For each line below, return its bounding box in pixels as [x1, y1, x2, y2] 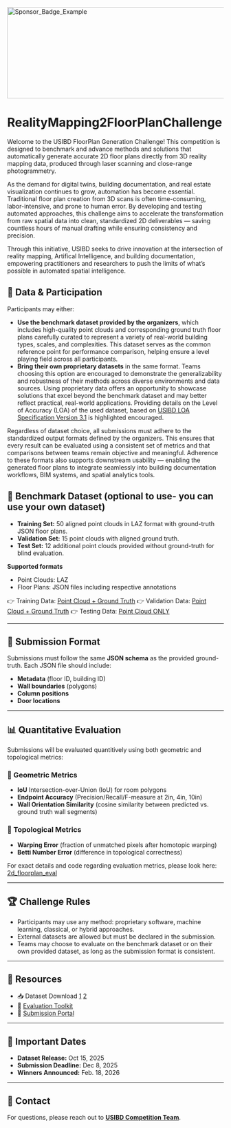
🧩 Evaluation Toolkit [16, 1002, 74, 1010]
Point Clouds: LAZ [16, 575, 69, 584]
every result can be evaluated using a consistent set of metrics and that [7, 441, 210, 450]
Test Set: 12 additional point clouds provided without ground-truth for [16, 541, 214, 550]
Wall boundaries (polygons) [16, 682, 98, 691]
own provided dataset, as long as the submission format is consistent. [16, 947, 215, 955]
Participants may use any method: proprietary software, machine [16, 917, 201, 926]
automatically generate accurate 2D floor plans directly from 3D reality [7, 152, 208, 160]
